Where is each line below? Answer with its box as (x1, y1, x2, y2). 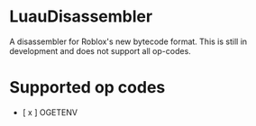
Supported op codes (9, 77, 166, 98)
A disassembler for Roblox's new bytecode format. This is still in (9, 36, 248, 47)
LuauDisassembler (9, 6, 153, 27)
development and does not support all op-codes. (9, 45, 191, 56)
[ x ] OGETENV (22, 106, 78, 118)
